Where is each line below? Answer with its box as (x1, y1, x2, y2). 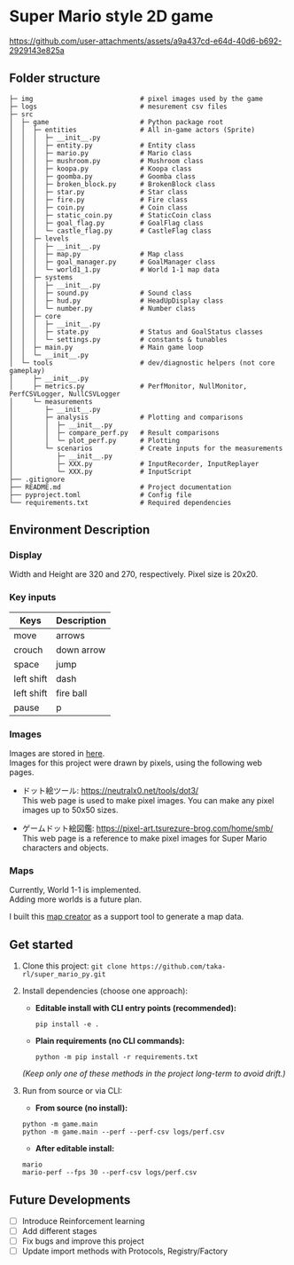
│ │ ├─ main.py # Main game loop (9, 343, 204, 352)
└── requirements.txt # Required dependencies (9, 498, 232, 507)
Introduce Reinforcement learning (21, 1215, 145, 1226)
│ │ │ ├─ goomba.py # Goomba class (9, 171, 197, 181)
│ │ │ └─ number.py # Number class (9, 304, 197, 312)
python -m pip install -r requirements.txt (35, 1053, 199, 1062)
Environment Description (9, 522, 151, 538)
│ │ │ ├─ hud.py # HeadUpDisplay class (9, 296, 224, 305)
